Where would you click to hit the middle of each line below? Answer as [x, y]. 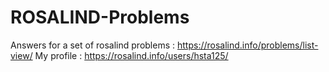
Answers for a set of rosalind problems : [93, 45]
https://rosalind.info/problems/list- [247, 45]
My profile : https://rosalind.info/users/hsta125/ [131, 55]
